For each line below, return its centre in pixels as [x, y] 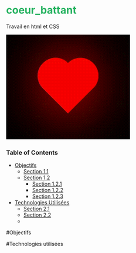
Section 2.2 [37, 215]
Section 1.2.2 [47, 190]
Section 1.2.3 [47, 196]
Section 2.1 [36, 209]
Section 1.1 [36, 172]
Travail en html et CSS [33, 26]
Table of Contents [32, 152]
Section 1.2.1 [47, 184]
